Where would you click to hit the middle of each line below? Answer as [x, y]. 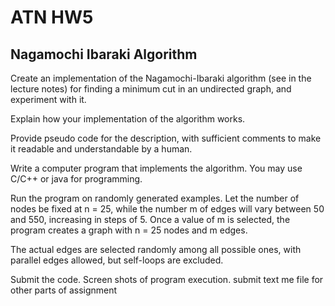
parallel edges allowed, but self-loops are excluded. [117, 260]
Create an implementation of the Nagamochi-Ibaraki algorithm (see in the [161, 78]
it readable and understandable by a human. [101, 149]
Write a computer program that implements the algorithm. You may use [156, 168]
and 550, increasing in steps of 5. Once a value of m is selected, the [150, 219]
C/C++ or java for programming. [76, 179]
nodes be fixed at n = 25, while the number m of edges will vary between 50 [167, 209]
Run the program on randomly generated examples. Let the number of [155, 198]
